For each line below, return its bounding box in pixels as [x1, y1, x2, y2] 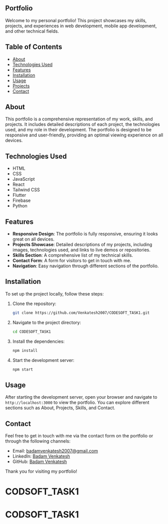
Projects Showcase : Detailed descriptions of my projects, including [12, 242, 152, 248]
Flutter [12, 192, 27, 198]
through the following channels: [5, 438, 71, 444]
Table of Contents [5, 43, 63, 51]
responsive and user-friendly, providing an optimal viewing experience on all [5, 132, 163, 138]
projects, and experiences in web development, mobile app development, [5, 23, 157, 29]
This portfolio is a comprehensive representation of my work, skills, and [5, 116, 153, 122]
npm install [12, 348, 38, 353]
